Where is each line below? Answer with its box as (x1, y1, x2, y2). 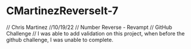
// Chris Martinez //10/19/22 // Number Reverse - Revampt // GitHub (6, 24, 172, 31)
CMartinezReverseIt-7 (6, 4, 119, 18)
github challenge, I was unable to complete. (6, 36, 113, 43)
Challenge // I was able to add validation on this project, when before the (6, 30, 185, 37)
